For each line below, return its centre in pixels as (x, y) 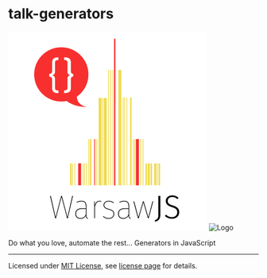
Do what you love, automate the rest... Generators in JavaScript (112, 242)
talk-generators (61, 14)
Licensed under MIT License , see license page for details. (103, 265)
